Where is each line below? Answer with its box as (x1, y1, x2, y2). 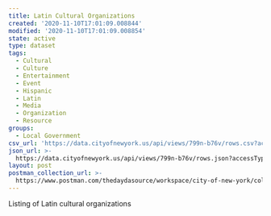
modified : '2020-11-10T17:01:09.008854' (8, 27, 147, 35)
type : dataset (8, 42, 56, 50)
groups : (8, 124, 35, 132)
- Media (15, 102, 42, 110)
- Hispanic (15, 86, 52, 95)
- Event (15, 79, 42, 87)
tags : (8, 49, 27, 57)
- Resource (15, 117, 52, 125)
